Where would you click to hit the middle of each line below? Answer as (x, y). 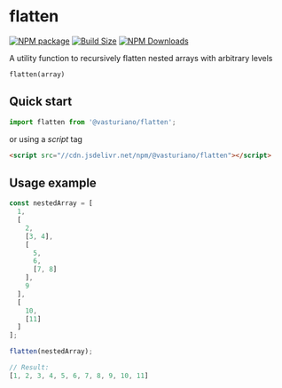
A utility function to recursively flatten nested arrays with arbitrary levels (141, 58)
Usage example (53, 182)
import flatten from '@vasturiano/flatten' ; (93, 122)
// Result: (29, 368)
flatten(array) (37, 74)
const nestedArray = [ (51, 203)
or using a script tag (46, 139)
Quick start (41, 102)
